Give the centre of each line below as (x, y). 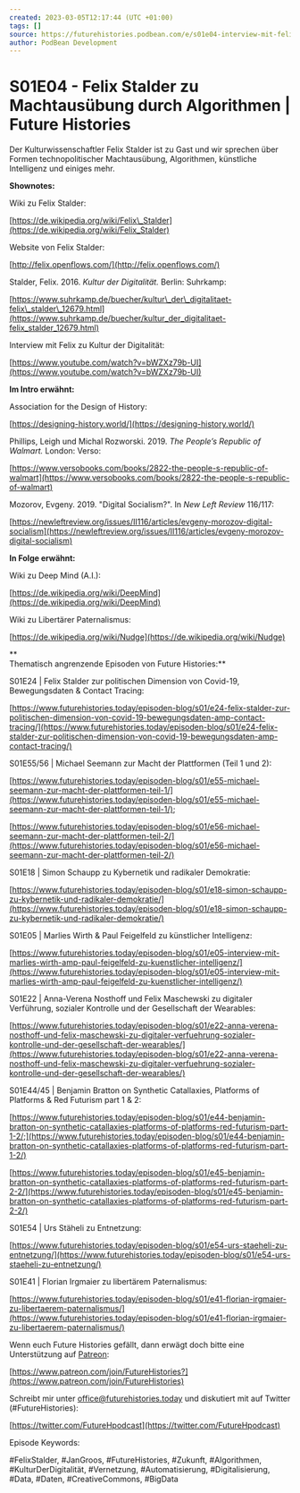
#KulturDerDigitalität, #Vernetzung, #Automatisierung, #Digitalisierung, (140, 1470)
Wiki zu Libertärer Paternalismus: (70, 620)
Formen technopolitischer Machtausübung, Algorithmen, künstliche (133, 159)
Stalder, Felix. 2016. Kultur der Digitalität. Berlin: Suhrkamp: (118, 282)
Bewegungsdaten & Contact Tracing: (77, 691)
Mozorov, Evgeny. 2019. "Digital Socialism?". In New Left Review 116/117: (142, 505)
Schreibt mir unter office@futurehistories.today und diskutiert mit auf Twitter (150, 1399)
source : (24, 34)
